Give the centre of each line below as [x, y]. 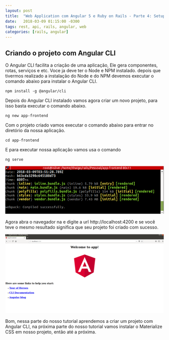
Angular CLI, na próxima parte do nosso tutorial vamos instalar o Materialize [84, 326]
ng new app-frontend [27, 116]
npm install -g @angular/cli [36, 91]
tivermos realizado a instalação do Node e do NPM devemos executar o [80, 76]
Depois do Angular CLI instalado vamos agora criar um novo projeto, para [81, 100]
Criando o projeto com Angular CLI [60, 53]
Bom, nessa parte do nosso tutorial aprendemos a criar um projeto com [79, 321]
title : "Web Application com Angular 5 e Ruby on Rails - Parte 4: [78, 16]
